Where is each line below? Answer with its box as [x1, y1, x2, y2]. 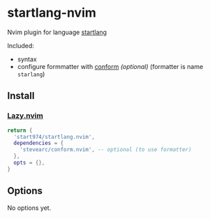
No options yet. [7, 204, 52, 212]
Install [7, 90, 35, 102]
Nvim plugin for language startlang [7, 28, 107, 36]
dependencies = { [13, 139, 64, 147]
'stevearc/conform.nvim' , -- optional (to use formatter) [20, 146, 192, 153]
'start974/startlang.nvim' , [13, 133, 96, 140]
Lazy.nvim [7, 111, 43, 121]
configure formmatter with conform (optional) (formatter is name [17, 62, 204, 70]
